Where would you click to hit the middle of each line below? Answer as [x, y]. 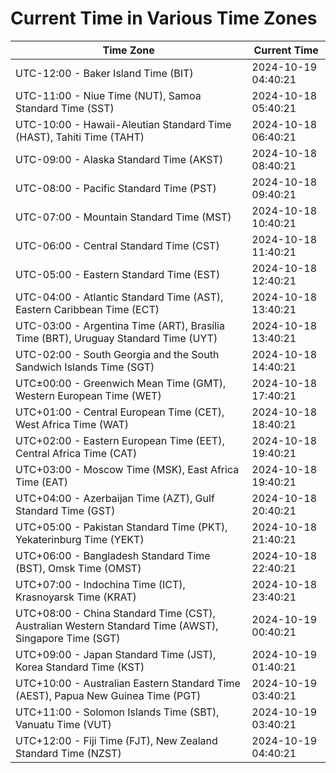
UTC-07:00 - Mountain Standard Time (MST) [123, 217]
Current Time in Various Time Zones [164, 18]
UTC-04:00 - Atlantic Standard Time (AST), [119, 297]
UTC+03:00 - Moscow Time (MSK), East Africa [127, 469]
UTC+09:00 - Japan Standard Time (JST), [116, 654]
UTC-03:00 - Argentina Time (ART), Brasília [120, 325]
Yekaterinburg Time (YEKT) [80, 539]
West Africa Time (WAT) [72, 424]
